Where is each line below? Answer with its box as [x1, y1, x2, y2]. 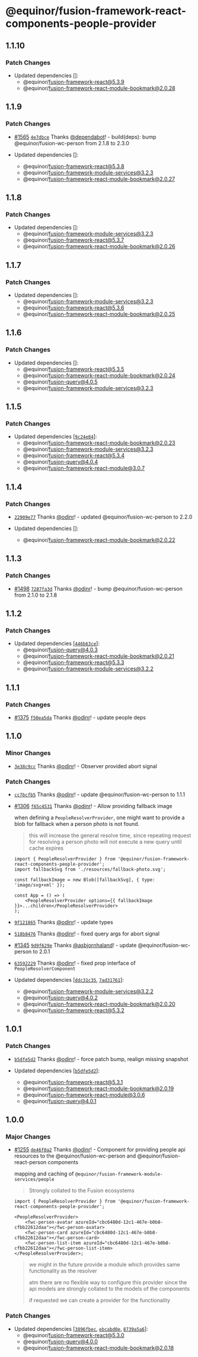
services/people [14, 1177, 55, 1183]
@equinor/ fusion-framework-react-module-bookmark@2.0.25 [23, 310, 175, 317]
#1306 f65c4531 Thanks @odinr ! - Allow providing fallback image [14, 803, 173, 810]
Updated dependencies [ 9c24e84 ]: [14, 433, 97, 440]
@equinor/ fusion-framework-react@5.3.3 [23, 659, 124, 666]
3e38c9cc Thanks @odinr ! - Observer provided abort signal [14, 762, 158, 769]
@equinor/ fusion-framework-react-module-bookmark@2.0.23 [23, 439, 175, 447]
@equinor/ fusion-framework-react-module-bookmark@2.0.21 [23, 653, 174, 660]
